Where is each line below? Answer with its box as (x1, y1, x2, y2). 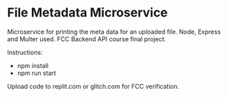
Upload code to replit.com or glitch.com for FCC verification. (7, 82, 180, 90)
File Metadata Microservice (7, 5, 168, 21)
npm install (17, 61, 49, 69)
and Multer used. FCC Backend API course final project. (7, 34, 167, 43)
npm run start (17, 69, 57, 77)
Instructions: (7, 48, 43, 56)
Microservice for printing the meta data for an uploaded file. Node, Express (7, 28, 221, 36)
